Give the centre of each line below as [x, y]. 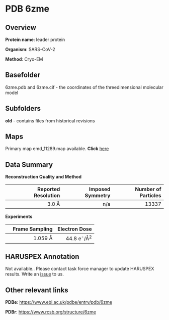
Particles [150, 196]
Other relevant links [37, 290]
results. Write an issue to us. [35, 274]
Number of [148, 189]
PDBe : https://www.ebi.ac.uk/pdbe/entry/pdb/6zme [59, 302]
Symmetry [98, 196]
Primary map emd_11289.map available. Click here [57, 149]
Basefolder [23, 75]
